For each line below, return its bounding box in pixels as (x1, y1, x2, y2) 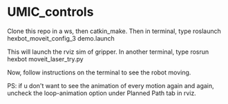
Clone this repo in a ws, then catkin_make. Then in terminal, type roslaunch (7, 27, 221, 35)
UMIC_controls (7, 4, 94, 20)
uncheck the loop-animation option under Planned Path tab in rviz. (7, 89, 197, 97)
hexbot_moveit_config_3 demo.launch (7, 34, 115, 42)
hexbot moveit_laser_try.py (7, 54, 84, 63)
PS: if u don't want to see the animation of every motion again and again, (7, 81, 214, 90)
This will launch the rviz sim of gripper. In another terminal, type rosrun (7, 48, 209, 56)
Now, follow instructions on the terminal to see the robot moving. (7, 68, 191, 76)
